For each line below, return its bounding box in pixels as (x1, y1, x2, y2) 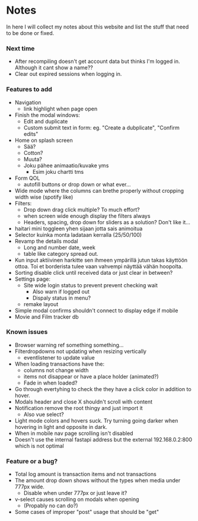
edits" (23, 130, 39, 137)
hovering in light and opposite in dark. (14, 423, 108, 430)
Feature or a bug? (6, 457, 58, 465)
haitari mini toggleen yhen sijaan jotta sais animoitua (14, 225, 143, 232)
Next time (6, 44, 35, 52)
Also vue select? (23, 411, 64, 418)
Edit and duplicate (23, 117, 68, 125)
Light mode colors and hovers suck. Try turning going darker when (14, 417, 178, 424)
